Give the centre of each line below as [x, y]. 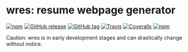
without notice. [24, 44]
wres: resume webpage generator [91, 10]
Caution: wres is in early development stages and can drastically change [94, 37]
